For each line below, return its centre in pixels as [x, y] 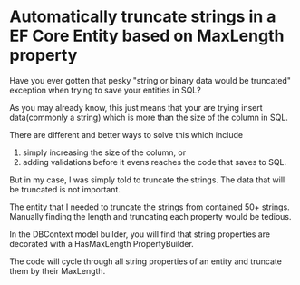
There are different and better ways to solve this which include [126, 134]
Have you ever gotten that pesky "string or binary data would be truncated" [150, 80]
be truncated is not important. [65, 189]
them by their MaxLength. [58, 270]
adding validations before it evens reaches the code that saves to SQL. [155, 162]
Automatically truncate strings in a [143, 17]
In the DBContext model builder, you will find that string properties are [140, 234]
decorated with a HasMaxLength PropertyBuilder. [102, 243]
